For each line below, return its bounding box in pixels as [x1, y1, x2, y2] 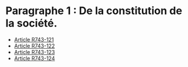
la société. [5, 16, 58, 30]
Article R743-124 [14, 55, 55, 62]
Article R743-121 [14, 36, 54, 43]
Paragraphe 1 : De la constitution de [5, 4, 183, 18]
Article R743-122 [14, 42, 55, 49]
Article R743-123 [14, 48, 55, 55]
